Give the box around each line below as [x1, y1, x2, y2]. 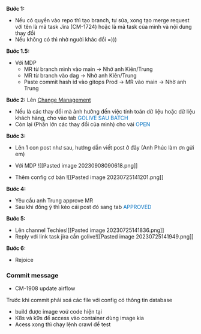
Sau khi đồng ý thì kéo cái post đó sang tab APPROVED [14, 204, 152, 210]
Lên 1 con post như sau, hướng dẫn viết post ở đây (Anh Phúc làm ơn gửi [14, 144, 194, 151]
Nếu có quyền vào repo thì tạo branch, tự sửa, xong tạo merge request [14, 17, 190, 23]
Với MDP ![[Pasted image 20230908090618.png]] [14, 162, 138, 169]
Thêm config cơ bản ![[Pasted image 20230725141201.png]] [14, 174, 164, 181]
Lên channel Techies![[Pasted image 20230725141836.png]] [14, 226, 164, 234]
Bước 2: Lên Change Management [6, 96, 91, 103]
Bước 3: [6, 132, 26, 139]
